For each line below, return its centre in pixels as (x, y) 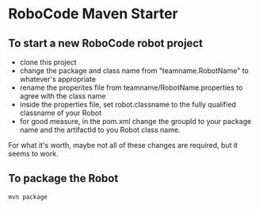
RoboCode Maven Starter (93, 14)
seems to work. (33, 153)
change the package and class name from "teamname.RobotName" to (134, 71)
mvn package (28, 197)
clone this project (48, 62)
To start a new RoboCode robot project (106, 43)
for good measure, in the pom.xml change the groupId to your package (135, 121)
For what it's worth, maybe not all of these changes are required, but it (123, 145)
